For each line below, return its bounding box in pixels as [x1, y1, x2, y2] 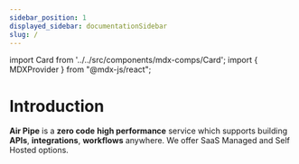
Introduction [9, 96, 105, 116]
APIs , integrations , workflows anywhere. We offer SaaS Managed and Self [9, 135, 291, 146]
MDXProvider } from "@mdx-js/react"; [9, 64, 152, 75]
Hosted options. [9, 145, 70, 156]
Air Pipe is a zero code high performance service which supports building [9, 125, 288, 136]
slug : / [9, 30, 39, 39]
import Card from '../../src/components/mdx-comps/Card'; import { [9, 55, 258, 66]
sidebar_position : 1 [9, 13, 88, 23]
